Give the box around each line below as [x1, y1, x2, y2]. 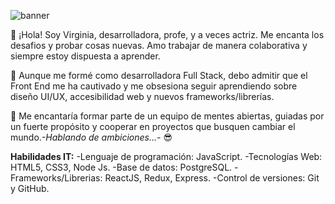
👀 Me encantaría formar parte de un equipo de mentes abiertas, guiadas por [10, 110, 325, 122]
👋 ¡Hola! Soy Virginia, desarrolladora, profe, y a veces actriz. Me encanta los [10, 29, 325, 40]
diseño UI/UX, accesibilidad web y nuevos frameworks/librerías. [10, 91, 275, 102]
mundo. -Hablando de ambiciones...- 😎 [10, 131, 173, 143]
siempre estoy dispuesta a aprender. [10, 50, 161, 62]
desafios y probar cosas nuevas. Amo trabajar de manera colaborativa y [10, 40, 308, 51]
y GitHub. [10, 183, 50, 194]
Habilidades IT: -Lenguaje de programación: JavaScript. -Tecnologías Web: [10, 151, 323, 162]
